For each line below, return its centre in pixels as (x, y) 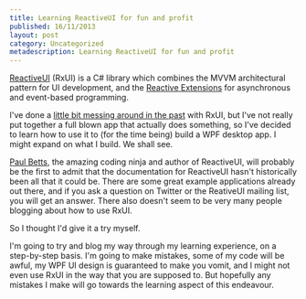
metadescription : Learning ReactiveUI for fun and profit (122, 52)
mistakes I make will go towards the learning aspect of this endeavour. (142, 285)
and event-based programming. (69, 98)
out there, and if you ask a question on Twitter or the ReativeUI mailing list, (149, 191)
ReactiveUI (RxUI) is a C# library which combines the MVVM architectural (148, 78)
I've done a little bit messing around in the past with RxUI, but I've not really (152, 115)
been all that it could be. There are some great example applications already (153, 182)
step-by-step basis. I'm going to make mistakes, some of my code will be (147, 256)
